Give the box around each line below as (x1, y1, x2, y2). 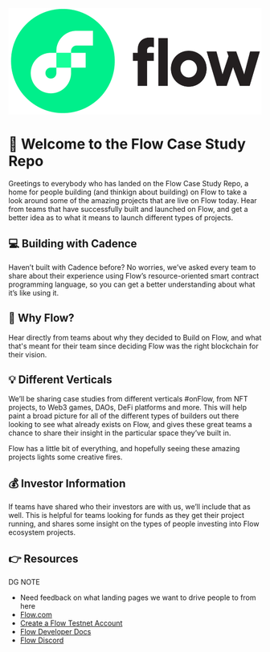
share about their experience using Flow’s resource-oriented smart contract (8, 271, 260, 280)
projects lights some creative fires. (8, 452, 123, 462)
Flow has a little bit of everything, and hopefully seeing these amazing (8, 444, 240, 454)
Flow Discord (19, 635, 64, 646)
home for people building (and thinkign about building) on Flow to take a (8, 187, 247, 197)
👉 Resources (8, 552, 79, 565)
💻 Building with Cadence (8, 237, 137, 251)
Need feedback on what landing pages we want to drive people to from (19, 593, 256, 602)
